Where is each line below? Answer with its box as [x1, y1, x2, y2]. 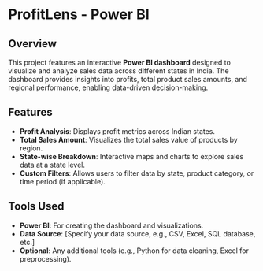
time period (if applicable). [19, 176, 106, 186]
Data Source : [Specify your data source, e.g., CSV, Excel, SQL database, [19, 228, 256, 238]
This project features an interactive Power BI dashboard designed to [8, 58, 231, 67]
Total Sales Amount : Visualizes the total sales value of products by [19, 135, 238, 144]
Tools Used [8, 199, 65, 213]
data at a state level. [19, 160, 85, 169]
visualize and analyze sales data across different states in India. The [8, 66, 230, 76]
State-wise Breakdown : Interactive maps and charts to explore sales [19, 151, 244, 161]
